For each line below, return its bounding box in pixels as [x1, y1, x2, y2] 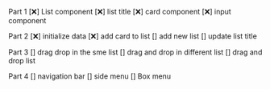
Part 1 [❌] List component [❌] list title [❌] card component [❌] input [8, 7, 231, 16]
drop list [8, 56, 36, 65]
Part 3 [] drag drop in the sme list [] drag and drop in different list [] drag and [8, 47, 263, 57]
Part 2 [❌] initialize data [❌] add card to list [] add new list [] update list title [8, 31, 258, 41]
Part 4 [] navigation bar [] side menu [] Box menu [8, 71, 172, 81]
